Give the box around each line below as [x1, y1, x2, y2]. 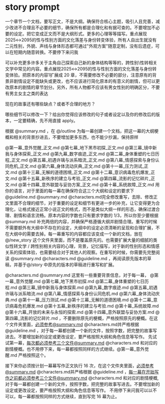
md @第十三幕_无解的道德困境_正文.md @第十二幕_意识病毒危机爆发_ [10, 169, 151, 175]
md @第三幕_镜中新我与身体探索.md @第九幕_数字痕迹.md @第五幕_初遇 [10, 284, 158, 290]
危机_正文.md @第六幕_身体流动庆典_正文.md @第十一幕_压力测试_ [9, 163, 144, 169]
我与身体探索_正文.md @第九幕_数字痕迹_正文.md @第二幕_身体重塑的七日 [5, 151, 156, 157]
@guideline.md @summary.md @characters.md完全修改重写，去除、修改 [5, 194, 154, 200]
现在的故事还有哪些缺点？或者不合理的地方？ [5, 101, 96, 107]
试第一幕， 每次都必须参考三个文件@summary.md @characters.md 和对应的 [5, 339, 158, 346]
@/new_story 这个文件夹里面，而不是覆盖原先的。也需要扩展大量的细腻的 [5, 237, 153, 243]
